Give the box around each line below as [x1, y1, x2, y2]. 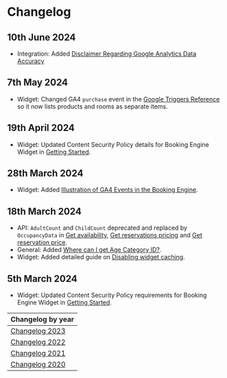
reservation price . [16, 238, 67, 247]
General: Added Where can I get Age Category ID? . [16, 246, 162, 254]
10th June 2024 [7, 32, 76, 43]
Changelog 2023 [10, 327, 66, 336]
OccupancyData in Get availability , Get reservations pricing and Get [16, 231, 202, 239]
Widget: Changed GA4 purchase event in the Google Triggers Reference [16, 95, 220, 103]
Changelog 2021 [10, 349, 66, 358]
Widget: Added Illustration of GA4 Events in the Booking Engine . [16, 186, 198, 194]
